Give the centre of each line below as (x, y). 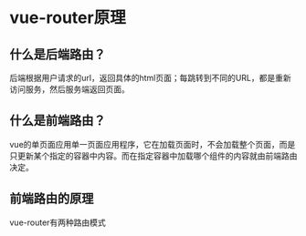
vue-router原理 (68, 18)
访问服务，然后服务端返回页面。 (69, 89)
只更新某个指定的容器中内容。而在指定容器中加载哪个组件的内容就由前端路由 (153, 156)
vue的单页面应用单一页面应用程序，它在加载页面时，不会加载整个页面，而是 (153, 144)
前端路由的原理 (52, 199)
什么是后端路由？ (58, 54)
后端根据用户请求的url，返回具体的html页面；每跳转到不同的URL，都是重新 (151, 78)
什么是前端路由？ (58, 121)
